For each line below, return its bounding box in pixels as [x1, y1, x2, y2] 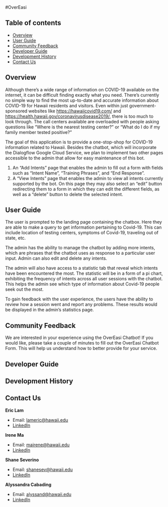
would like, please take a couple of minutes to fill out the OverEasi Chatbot [5, 340, 159, 346]
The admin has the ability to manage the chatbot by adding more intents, [5, 245, 155, 251]
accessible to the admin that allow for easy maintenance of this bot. [5, 155, 145, 161]
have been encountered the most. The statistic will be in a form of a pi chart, [5, 270, 163, 276]
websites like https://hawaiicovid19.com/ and [28, 108, 121, 114]
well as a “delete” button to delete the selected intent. [12, 191, 123, 197]
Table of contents [5, 19, 61, 27]
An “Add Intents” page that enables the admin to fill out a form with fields [12, 164, 163, 171]
